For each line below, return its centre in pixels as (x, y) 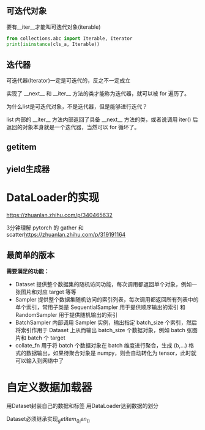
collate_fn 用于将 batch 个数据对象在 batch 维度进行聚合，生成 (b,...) (101, 345)
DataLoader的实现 (53, 198)
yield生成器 (28, 169)
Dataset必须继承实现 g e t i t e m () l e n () (48, 420)
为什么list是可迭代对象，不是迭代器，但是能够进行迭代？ (77, 106)
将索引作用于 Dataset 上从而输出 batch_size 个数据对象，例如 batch (100, 330)
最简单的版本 (31, 255)
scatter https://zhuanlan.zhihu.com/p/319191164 (66, 235)
